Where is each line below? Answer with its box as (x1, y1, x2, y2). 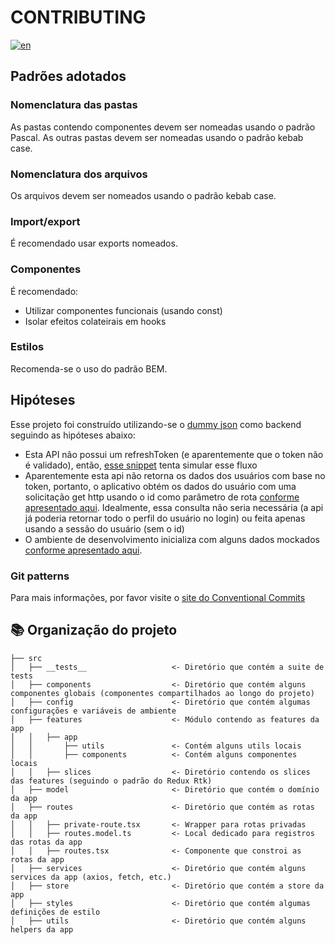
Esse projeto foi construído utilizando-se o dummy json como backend (10, 418, 302, 430)
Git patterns (10, 569, 70, 583)
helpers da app (10, 924, 74, 935)
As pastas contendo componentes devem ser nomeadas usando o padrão (10, 121, 316, 133)
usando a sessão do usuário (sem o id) (24, 522, 185, 535)
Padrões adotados (10, 68, 127, 85)
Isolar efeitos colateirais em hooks (24, 315, 167, 327)
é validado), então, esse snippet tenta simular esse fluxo (24, 459, 258, 471)
